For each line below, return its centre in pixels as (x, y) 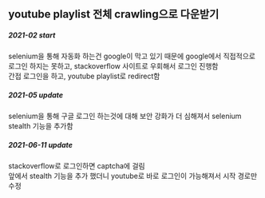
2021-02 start (32, 35)
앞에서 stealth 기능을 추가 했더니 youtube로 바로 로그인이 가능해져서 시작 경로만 (133, 176)
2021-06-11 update (41, 145)
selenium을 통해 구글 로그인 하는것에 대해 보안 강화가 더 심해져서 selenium (125, 116)
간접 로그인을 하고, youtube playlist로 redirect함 (84, 76)
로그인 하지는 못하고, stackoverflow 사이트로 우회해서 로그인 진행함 (113, 66)
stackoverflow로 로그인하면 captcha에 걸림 (77, 166)
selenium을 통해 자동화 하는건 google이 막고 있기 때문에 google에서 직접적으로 (132, 56)
